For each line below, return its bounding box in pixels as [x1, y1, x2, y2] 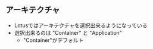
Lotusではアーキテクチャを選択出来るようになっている [14, 22, 148, 29]
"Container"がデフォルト [23, 37, 84, 44]
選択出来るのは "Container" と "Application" [14, 29, 123, 36]
